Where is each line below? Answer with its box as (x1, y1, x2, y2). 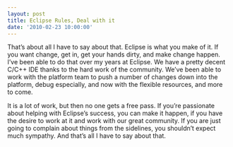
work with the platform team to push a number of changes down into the (7, 73, 218, 81)
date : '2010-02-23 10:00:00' (7, 23, 93, 30)
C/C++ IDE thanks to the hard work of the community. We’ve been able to (7, 65, 222, 74)
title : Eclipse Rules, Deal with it (7, 17, 115, 24)
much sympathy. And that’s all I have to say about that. (7, 131, 166, 140)
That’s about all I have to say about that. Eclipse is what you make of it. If (7, 43, 219, 52)
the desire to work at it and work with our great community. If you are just (7, 117, 221, 125)
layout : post (7, 10, 46, 18)
